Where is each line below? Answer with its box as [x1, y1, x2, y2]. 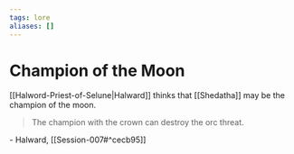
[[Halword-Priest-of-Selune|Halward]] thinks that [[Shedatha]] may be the [9, 90, 285, 101]
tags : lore [9, 13, 51, 23]
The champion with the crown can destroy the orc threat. [31, 117, 244, 128]
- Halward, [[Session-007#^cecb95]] [9, 134, 147, 145]
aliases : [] [9, 22, 54, 31]
